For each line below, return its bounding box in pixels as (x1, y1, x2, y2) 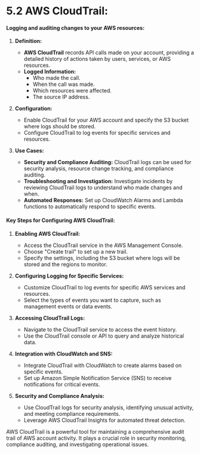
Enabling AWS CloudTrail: (14, 230, 81, 237)
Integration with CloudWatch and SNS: (14, 350, 113, 357)
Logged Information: (23, 68, 76, 75)
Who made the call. (32, 75, 81, 82)
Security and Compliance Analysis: (14, 392, 104, 399)
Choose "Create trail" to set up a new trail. (23, 248, 128, 255)
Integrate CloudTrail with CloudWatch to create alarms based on (23, 362, 182, 369)
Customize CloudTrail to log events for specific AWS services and (23, 283, 186, 291)
